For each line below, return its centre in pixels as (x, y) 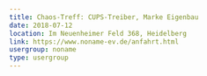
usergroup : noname (43, 50)
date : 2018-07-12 (41, 25)
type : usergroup (39, 58)
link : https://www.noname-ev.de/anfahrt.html (94, 41)
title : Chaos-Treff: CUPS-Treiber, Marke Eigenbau (104, 17)
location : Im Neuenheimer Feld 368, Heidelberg (98, 33)
